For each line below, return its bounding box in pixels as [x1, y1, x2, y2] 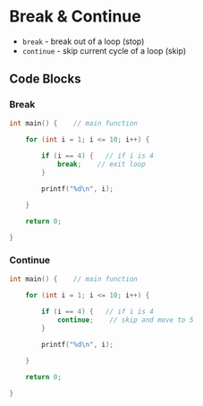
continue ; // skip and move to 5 [56, 315, 194, 324]
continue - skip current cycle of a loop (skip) [21, 45, 187, 56]
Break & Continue [9, 6, 141, 27]
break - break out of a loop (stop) [21, 36, 145, 47]
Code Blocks [9, 72, 81, 87]
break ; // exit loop [56, 160, 146, 169]
